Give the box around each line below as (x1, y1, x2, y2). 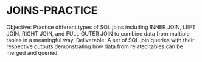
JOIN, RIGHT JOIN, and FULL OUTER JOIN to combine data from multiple (6, 29, 190, 37)
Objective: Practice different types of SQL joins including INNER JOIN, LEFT (6, 23, 196, 31)
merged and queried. (6, 49, 59, 56)
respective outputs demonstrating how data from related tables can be (6, 43, 184, 50)
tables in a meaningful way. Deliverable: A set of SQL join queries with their (6, 36, 195, 43)
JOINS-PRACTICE (6, 4, 98, 17)
